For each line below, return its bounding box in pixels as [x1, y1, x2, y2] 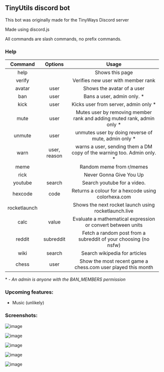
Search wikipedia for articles [81, 250, 147, 257]
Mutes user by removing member [76, 109, 152, 116]
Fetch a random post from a [82, 230, 146, 237]
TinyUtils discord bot [5, 4, 70, 12]
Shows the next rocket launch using [73, 201, 155, 208]
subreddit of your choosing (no [78, 236, 150, 243]
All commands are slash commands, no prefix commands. [5, 36, 122, 42]
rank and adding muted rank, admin [73, 115, 155, 122]
